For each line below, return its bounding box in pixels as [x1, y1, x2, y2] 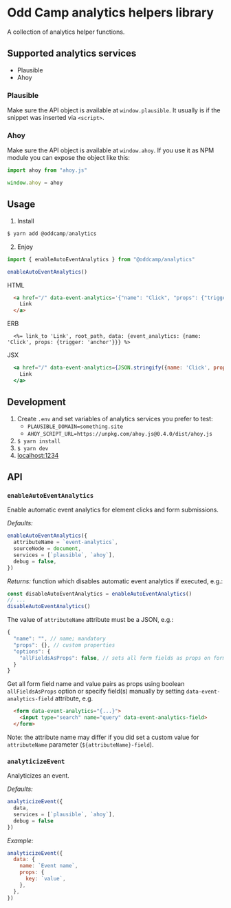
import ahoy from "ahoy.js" [7, 167, 88, 174]
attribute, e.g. [54, 694, 93, 703]
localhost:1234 [16, 451, 59, 459]
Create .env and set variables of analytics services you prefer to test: [16, 414, 213, 423]
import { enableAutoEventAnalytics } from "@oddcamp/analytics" [7, 256, 195, 263]
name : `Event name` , [19, 862, 78, 869]
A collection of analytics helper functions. [7, 28, 125, 36]
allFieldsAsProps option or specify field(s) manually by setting [7, 687, 185, 696]
